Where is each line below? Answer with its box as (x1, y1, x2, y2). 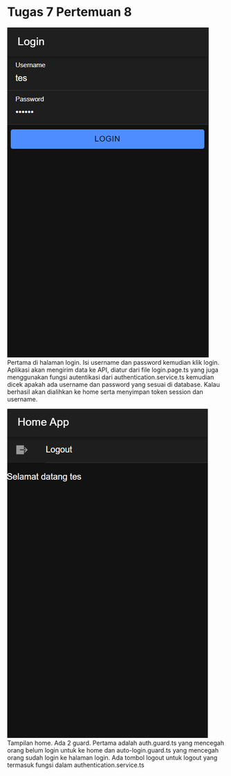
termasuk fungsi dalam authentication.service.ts (7, 761, 145, 769)
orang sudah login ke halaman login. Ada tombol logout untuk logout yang (7, 753, 218, 761)
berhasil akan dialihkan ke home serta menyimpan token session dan (7, 388, 204, 396)
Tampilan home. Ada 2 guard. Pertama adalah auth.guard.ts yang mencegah (7, 739, 225, 747)
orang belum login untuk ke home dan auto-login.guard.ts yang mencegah (7, 746, 219, 754)
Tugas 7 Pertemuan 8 (7, 4, 132, 20)
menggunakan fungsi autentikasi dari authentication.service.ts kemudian (7, 372, 214, 381)
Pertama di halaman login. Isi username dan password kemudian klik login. (7, 358, 220, 366)
